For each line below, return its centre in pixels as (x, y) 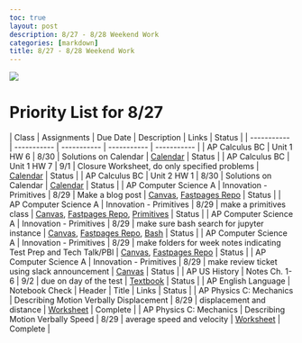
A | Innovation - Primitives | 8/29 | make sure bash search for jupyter (137, 224)
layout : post (34, 26)
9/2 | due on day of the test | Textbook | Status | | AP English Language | (156, 281)
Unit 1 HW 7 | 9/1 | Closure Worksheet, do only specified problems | (134, 167)
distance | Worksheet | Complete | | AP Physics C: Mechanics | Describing (147, 310)
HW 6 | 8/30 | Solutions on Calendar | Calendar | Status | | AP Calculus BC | (150, 157)
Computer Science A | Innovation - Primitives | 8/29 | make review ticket (143, 262)
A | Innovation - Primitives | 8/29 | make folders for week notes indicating (145, 243)
